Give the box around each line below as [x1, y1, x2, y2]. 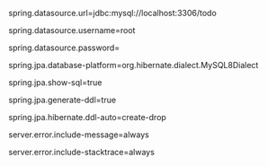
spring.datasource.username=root [8, 25, 136, 35]
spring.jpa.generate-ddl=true [8, 94, 117, 105]
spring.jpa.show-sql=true [8, 77, 103, 88]
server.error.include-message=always [8, 129, 149, 140]
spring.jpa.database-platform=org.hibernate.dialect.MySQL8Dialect [8, 60, 259, 70]
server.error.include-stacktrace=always [8, 147, 155, 157]
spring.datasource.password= [8, 42, 121, 53]
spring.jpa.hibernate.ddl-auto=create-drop [8, 112, 167, 122]
